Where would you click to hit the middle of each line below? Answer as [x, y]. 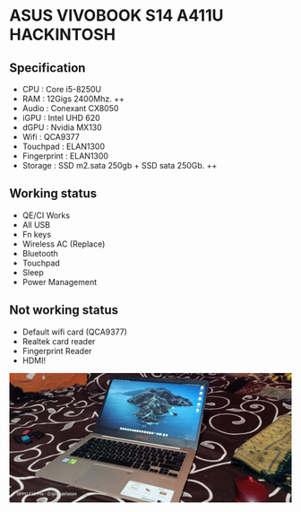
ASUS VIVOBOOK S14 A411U [116, 16]
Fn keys [37, 234]
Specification [47, 68]
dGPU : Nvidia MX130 [62, 127]
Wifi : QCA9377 [51, 137]
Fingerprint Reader [57, 351]
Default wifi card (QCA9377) [75, 332]
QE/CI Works [46, 215]
